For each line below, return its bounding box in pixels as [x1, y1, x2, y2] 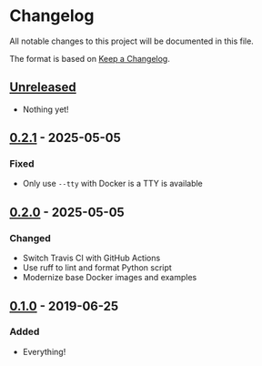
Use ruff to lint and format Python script [22, 262, 173, 273]
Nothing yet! [22, 104, 70, 115]
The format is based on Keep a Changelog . [9, 53, 170, 64]
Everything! [22, 346, 66, 357]
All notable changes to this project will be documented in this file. [9, 36, 255, 46]
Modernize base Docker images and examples [22, 272, 197, 283]
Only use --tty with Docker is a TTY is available [22, 178, 203, 189]
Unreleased [9, 79, 77, 96]
